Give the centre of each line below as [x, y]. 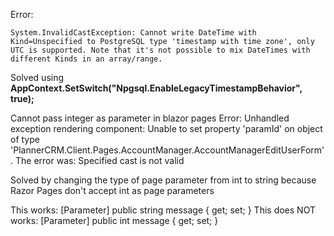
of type [25, 139]
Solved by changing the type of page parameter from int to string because [163, 180]
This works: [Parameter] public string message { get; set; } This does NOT [163, 210]
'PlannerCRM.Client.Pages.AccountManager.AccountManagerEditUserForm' [167, 150]
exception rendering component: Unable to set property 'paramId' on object [166, 128]
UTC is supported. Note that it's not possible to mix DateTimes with [160, 50]
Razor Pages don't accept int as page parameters [112, 190]
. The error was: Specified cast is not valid [97, 160]
